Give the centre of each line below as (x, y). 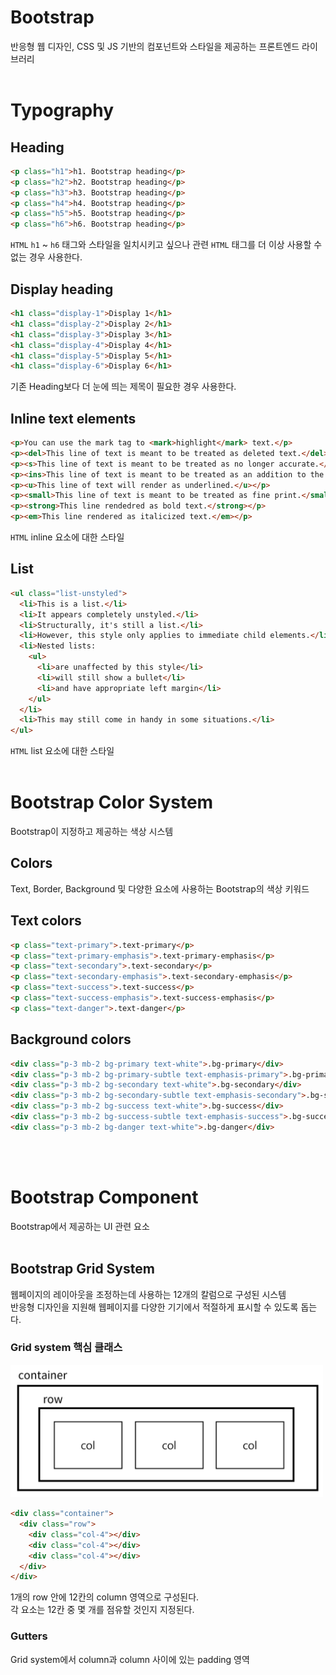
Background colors (71, 1039)
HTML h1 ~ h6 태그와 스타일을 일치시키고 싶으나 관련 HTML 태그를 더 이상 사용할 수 (166, 245)
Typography (62, 110)
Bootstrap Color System (112, 802)
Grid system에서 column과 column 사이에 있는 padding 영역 (130, 1659)
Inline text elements (73, 418)
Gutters (29, 1636)
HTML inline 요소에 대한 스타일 (67, 537)
